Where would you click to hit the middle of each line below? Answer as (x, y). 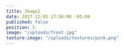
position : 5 (20, 27)
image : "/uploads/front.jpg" (42, 33)
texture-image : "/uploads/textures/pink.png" (62, 38)
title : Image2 (23, 11)
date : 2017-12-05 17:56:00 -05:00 (48, 17)
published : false (27, 22)
